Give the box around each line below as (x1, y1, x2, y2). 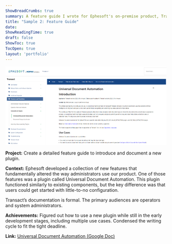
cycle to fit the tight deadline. (5, 223, 67, 230)
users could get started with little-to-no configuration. (5, 187, 119, 193)
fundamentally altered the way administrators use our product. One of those (5, 171, 166, 177)
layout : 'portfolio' (5, 51, 50, 56)
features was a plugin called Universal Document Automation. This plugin (5, 176, 160, 183)
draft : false (5, 35, 33, 40)
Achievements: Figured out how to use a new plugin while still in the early (5, 212, 162, 218)
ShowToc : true (5, 41, 36, 46)
